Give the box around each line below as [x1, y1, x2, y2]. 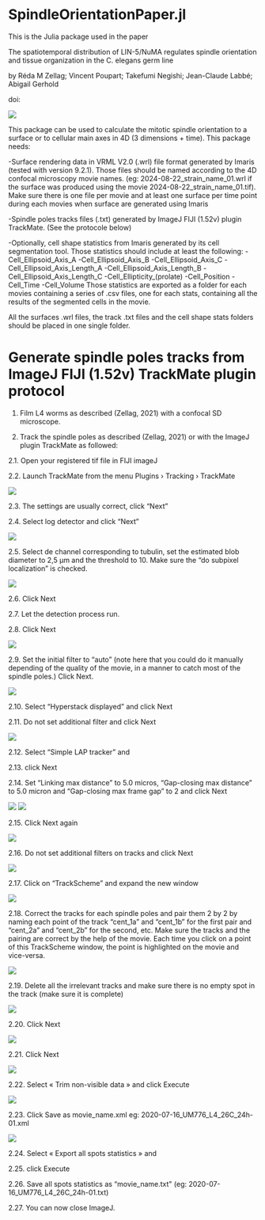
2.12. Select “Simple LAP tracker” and [8, 747, 131, 757]
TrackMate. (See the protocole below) [8, 222, 132, 232]
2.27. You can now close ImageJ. [8, 1203, 115, 1212]
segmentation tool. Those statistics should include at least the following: [8, 246, 244, 256]
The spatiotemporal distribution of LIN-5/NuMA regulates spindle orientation [8, 47, 257, 56]
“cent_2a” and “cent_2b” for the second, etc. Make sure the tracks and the [8, 925, 251, 935]
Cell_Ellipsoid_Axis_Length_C [8, 272, 103, 281]
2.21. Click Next [8, 1049, 59, 1058]
